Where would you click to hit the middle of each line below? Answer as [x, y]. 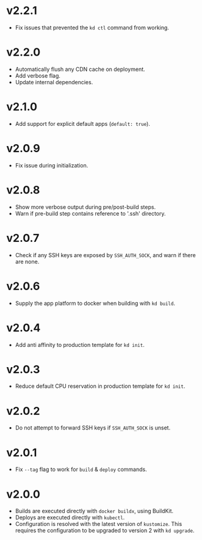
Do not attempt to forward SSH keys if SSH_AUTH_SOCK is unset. [93, 428]
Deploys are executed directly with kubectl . [70, 517]
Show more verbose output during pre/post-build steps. [85, 207]
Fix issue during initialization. [52, 165]
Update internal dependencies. [54, 82]
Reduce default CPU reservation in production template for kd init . [100, 386]
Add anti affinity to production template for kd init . [80, 345]
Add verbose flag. [38, 75]
